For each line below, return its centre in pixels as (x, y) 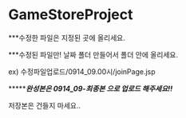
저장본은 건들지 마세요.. (45, 105)
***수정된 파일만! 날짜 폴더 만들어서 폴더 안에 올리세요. (93, 54)
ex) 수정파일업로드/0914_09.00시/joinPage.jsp (82, 71)
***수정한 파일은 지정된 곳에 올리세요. (67, 37)
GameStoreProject (71, 15)
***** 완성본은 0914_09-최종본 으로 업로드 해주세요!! (91, 88)
